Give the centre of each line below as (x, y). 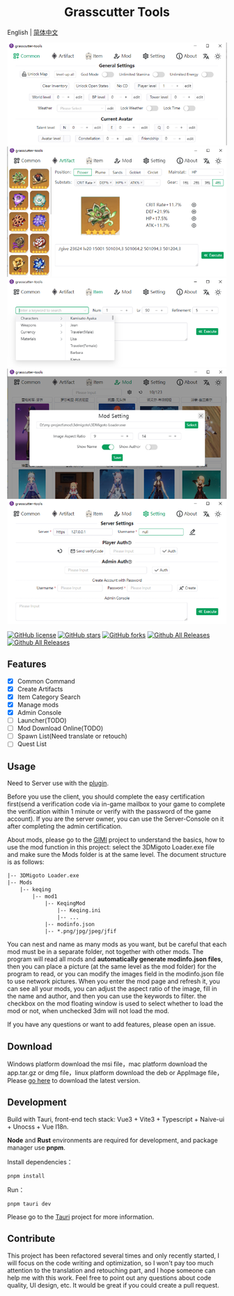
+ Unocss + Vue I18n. (38, 1127)
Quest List (32, 744)
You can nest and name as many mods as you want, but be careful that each (117, 944)
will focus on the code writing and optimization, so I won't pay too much (110, 1263)
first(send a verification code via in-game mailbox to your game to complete (116, 804)
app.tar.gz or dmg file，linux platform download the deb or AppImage (107, 1072)
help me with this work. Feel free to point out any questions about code (109, 1278)
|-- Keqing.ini (79, 911)
